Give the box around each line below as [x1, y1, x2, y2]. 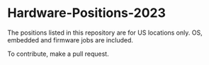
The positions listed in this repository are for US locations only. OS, [7, 28, 203, 37]
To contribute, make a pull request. [7, 49, 109, 58]
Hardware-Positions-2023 [7, 5, 166, 21]
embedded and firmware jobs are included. [7, 35, 133, 44]
